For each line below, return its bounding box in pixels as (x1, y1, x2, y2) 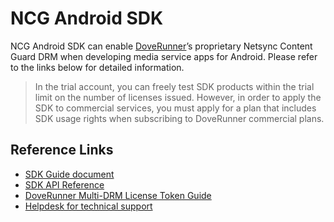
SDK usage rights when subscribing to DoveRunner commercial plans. (34, 112, 325, 124)
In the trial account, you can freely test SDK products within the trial (34, 80, 315, 92)
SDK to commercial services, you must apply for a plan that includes (34, 102, 317, 114)
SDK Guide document (24, 168, 115, 180)
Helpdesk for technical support (24, 200, 153, 212)
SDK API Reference (24, 178, 105, 191)
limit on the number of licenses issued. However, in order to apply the (34, 91, 322, 103)
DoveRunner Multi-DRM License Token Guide (24, 189, 212, 201)
